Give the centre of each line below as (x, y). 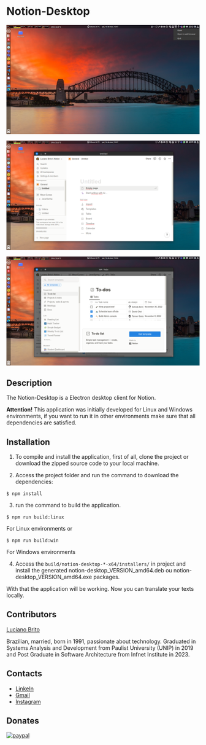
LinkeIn (24, 688)
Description (29, 383)
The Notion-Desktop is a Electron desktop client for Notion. (81, 398)
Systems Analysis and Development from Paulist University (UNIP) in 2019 (100, 648)
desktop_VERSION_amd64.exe (54, 577)
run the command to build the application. (68, 505)
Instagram (28, 701)
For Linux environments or (40, 529)
